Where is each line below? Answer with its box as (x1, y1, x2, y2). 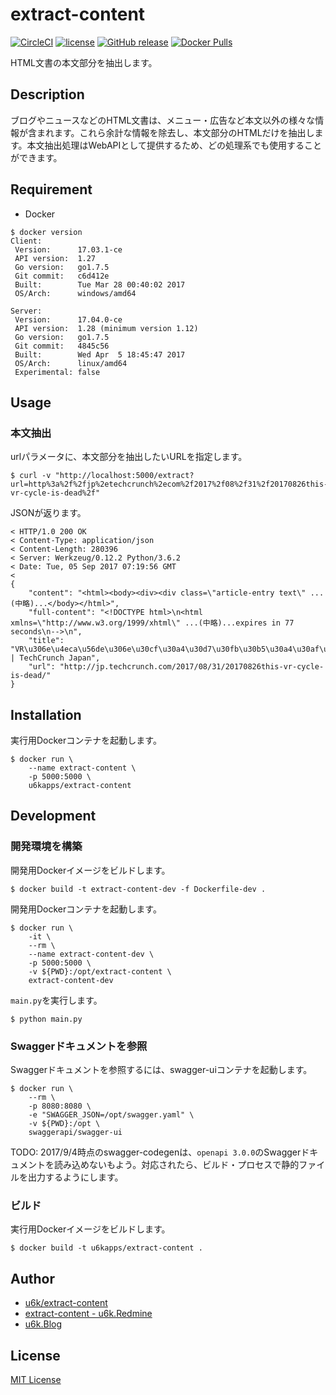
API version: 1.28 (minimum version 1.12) (14, 323, 199, 333)
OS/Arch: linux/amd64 (14, 358, 128, 368)
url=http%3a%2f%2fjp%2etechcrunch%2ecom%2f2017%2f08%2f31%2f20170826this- (10, 479, 329, 490)
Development (10, 808, 97, 825)
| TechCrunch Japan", (10, 653, 101, 663)
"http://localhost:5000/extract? (54, 471, 195, 481)
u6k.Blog (24, 1318, 63, 1330)
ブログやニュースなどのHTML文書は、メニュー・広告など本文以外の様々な (10, 114, 316, 126)
